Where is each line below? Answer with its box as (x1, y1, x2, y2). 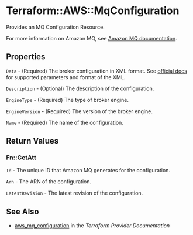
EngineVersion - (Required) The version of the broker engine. (6, 107, 153, 115)
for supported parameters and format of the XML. (6, 73, 126, 80)
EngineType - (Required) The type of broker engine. (6, 96, 129, 103)
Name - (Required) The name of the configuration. (6, 119, 124, 126)
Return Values (6, 136, 59, 146)
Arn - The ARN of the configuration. (6, 178, 92, 185)
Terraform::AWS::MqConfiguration (6, 4, 180, 18)
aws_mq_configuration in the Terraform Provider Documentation (14, 222, 170, 229)
